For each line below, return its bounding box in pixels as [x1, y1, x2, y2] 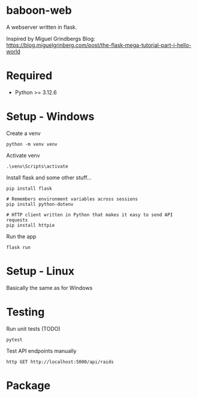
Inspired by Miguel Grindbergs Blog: [6, 35, 95, 42]
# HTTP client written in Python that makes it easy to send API [6, 211, 173, 218]
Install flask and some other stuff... [6, 173, 92, 181]
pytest [6, 337, 23, 343]
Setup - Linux [6, 265, 75, 278]
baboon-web [6, 4, 72, 17]
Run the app [6, 232, 37, 240]
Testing [6, 305, 45, 319]
